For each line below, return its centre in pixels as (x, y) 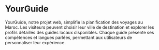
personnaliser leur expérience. (36, 42)
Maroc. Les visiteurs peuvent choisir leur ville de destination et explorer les (79, 27)
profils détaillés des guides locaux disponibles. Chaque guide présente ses (80, 32)
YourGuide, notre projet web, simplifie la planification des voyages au (74, 22)
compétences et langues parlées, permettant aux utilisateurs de (69, 37)
